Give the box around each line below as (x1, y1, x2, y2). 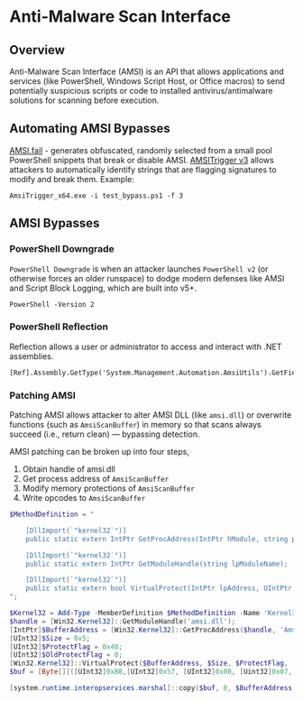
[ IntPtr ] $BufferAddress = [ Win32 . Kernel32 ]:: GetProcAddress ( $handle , (9, 625, 277, 634)
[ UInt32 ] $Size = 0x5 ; (9, 633, 91, 642)
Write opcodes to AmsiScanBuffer (22, 493, 146, 503)
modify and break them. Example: (9, 173, 135, 184)
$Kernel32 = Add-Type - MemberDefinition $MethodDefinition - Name (9, 609, 260, 618)
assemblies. (9, 350, 54, 362)
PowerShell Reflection (9, 320, 108, 333)
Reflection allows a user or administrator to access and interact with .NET (9, 341, 282, 352)
